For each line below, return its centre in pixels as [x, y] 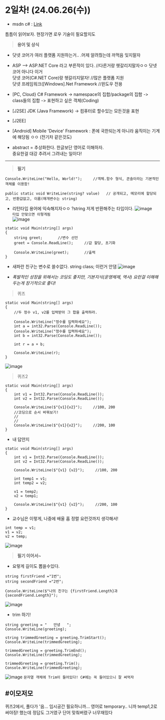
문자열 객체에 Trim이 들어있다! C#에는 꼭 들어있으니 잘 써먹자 [79, 677]
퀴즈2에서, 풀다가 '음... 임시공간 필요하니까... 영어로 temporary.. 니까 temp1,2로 [81, 706]
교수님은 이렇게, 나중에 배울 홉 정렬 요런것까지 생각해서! [65, 518]
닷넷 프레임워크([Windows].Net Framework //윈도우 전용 [67, 83]
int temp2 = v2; [31, 483]
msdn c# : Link [27, 24]
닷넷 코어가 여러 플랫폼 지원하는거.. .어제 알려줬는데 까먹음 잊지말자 [76, 55]
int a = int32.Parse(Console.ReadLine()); [58, 326]
